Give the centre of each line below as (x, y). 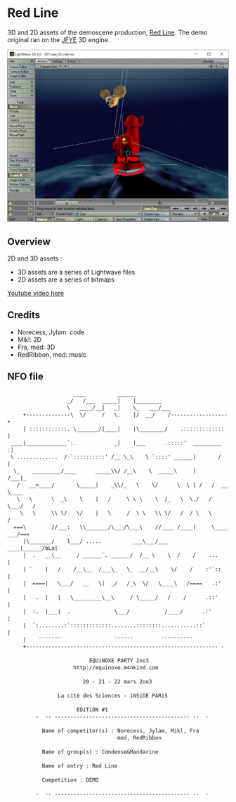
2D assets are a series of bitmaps (66, 280)
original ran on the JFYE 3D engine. (59, 39)
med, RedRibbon (139, 738)
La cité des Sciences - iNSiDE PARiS (113, 696)
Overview (29, 241)
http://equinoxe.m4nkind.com (116, 668)
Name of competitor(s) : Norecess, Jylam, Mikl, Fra (120, 731)
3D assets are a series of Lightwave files (76, 272)
